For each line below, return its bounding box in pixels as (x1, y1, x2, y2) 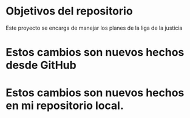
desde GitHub (5, 59, 76, 72)
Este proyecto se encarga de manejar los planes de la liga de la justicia (5, 24, 183, 31)
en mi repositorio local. (5, 99, 124, 113)
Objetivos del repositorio (5, 4, 133, 18)
